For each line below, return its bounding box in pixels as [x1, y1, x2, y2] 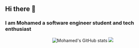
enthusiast [5, 25, 32, 32]
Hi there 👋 [5, 5, 36, 13]
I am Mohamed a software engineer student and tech [5, 20, 135, 26]
